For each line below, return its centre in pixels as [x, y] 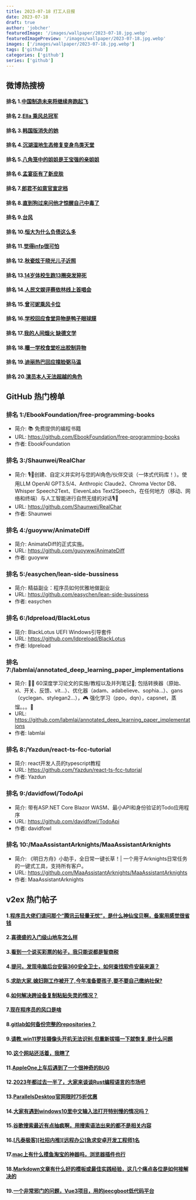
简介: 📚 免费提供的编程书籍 [48, 429]
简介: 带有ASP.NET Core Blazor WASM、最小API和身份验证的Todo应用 [99, 807]
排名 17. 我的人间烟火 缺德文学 [41, 333]
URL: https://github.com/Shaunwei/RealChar [68, 506]
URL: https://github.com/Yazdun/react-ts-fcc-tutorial [78, 770]
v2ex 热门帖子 [32, 900]
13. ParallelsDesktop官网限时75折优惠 [52, 1096]
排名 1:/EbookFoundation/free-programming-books [80, 415]
